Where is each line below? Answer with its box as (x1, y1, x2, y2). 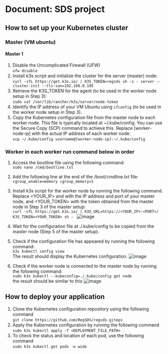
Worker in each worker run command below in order (5, 148, 135, 155)
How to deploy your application (5, 292, 105, 301)
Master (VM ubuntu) (5, 39, 56, 46)
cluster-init (12, 83, 40, 88)
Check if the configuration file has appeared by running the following (12, 238, 155, 244)
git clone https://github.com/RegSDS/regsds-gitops (12, 317, 123, 322)
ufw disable (12, 68, 38, 73)
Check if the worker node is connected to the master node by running (12, 263, 157, 269)
